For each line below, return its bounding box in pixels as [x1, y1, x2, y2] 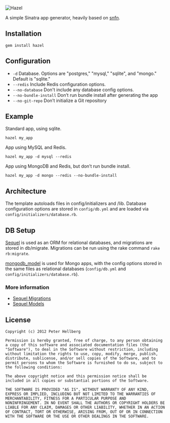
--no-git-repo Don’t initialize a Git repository [12, 97, 107, 103]
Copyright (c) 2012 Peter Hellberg [5, 329, 81, 334]
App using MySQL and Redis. [5, 144, 67, 150]
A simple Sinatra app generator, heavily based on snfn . [5, 15, 121, 20]
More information [5, 283, 49, 290]
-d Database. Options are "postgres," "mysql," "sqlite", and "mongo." [12, 70, 157, 76]
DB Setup [5, 226, 36, 234]
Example [5, 112, 34, 121]
